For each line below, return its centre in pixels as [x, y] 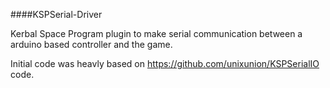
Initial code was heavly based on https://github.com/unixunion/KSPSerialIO [165, 63]
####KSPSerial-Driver [56, 14]
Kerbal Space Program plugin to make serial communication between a [156, 33]
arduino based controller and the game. [91, 44]
